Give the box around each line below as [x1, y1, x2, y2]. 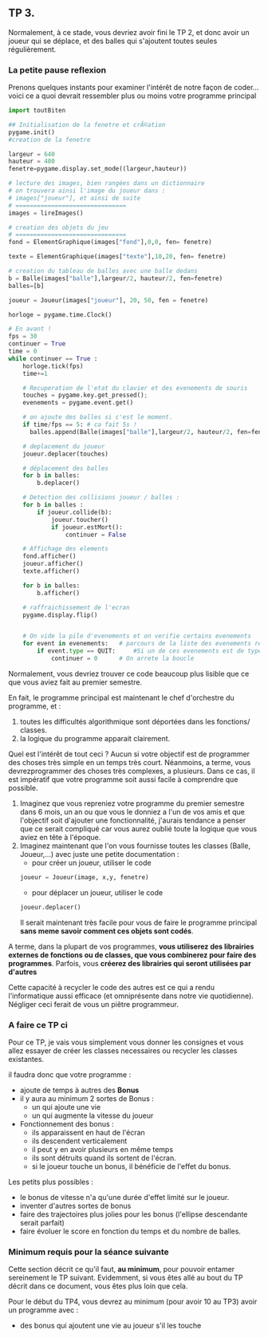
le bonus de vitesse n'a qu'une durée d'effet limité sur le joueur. [19, 1193, 230, 1202]
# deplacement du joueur [22, 442, 105, 450]
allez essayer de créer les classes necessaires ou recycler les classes [8, 1046, 238, 1056]
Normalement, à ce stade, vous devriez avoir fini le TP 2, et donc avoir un [8, 27, 250, 37]
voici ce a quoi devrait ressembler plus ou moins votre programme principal [8, 91, 257, 101]
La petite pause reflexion [8, 64, 107, 75]
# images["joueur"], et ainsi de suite [8, 194, 141, 202]
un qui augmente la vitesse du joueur [31, 1111, 154, 1120]
